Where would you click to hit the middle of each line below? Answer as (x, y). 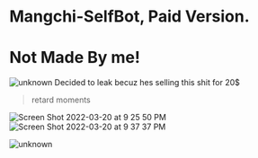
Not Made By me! (75, 58)
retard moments (61, 100)
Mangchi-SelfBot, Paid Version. (129, 17)
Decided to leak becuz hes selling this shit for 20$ (147, 83)
